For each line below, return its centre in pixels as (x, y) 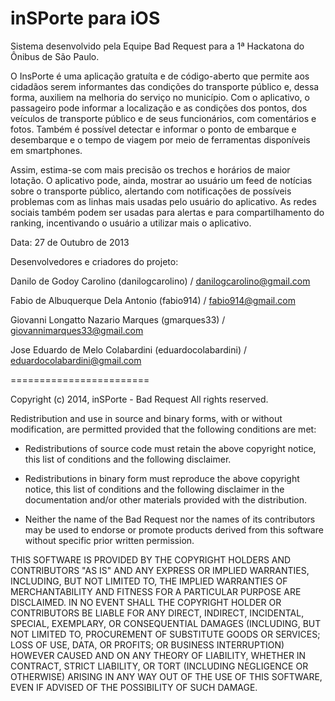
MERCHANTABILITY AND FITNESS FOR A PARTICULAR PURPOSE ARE (156, 591)
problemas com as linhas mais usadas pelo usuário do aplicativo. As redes (163, 201)
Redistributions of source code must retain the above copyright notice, (170, 448)
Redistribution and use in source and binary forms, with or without (146, 418)
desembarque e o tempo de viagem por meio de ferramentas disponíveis (160, 139)
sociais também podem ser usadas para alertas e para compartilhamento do (167, 212)
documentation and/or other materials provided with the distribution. (165, 499)
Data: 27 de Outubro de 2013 (70, 242)
